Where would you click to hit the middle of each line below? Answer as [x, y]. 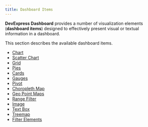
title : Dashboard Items [29, 9]
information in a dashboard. [33, 33]
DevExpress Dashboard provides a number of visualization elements [74, 23]
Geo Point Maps [28, 94]
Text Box [21, 109]
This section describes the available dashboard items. [59, 43]
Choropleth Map [28, 88]
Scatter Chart [25, 57]
